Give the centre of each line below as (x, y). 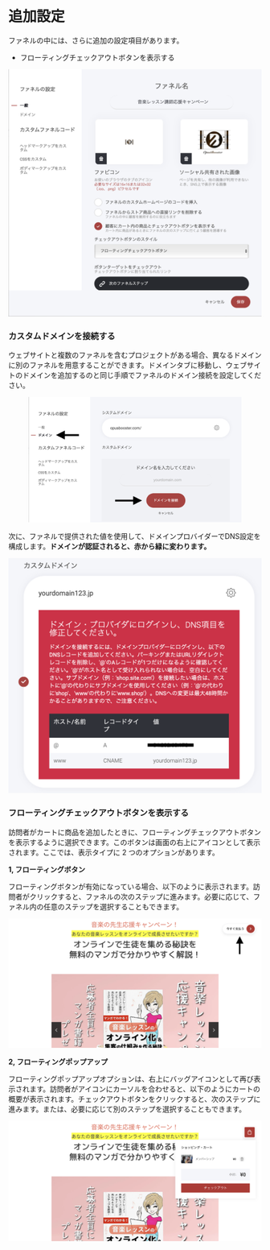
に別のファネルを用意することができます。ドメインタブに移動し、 (117, 365)
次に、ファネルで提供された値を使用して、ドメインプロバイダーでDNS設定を (135, 536)
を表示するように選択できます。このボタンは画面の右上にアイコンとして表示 (135, 842)
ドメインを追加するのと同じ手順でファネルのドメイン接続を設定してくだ (142, 375)
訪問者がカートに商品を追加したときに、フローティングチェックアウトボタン (135, 832)
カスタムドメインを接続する (62, 337)
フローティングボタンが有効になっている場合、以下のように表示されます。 (131, 886)
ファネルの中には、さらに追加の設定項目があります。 (96, 40)
